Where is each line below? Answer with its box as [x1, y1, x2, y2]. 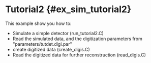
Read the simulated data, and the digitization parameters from [12, 36, 142, 42]
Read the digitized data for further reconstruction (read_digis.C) [12, 52, 146, 58]
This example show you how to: [5, 20, 72, 26]
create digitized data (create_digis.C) [12, 46, 90, 52]
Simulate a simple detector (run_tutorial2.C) [12, 30, 104, 36]
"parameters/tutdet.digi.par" [12, 41, 72, 47]
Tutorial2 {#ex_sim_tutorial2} [5, 4, 132, 15]
